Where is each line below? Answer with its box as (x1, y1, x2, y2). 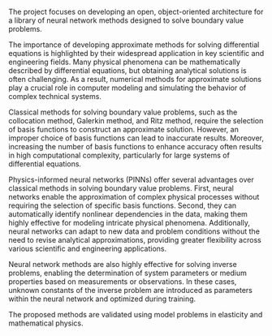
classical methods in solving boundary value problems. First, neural (8, 183, 234, 193)
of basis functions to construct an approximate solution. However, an (8, 125, 240, 134)
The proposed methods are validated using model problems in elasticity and (8, 310, 263, 319)
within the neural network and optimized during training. (8, 294, 196, 304)
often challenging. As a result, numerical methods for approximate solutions (8, 75, 262, 84)
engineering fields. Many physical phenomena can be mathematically (8, 57, 241, 67)
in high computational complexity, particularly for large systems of (8, 150, 230, 160)
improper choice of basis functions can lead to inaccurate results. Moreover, (8, 133, 264, 143)
